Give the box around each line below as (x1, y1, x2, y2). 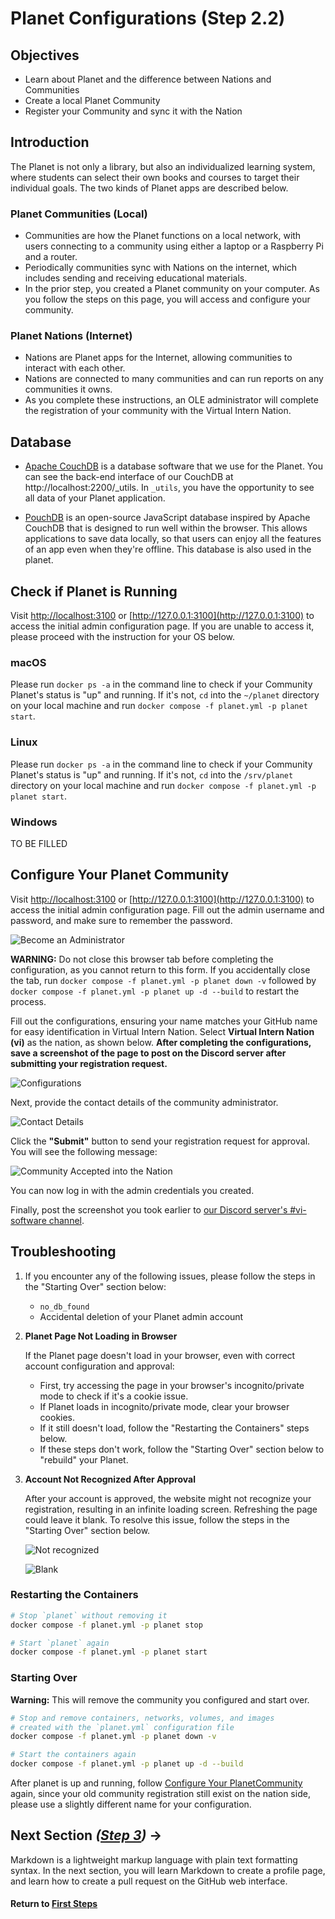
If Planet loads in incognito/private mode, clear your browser (39, 1400, 290, 1412)
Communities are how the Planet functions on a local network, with (24, 230, 302, 242)
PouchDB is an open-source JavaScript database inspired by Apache (24, 512, 311, 524)
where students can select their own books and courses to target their (10, 171, 300, 183)
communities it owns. (24, 383, 113, 396)
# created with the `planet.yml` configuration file (10, 1722, 235, 1732)
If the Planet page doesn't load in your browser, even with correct (24, 1349, 296, 1361)
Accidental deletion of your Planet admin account (39, 1310, 244, 1322)
